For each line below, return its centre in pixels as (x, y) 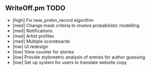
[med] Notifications (32, 31)
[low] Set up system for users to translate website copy (69, 62)
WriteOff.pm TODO (35, 8)
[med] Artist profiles (33, 36)
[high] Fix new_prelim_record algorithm (53, 20)
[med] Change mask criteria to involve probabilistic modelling (76, 25)
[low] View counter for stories (43, 52)
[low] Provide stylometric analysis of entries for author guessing (79, 57)
